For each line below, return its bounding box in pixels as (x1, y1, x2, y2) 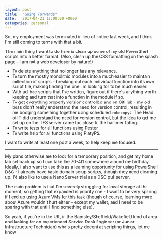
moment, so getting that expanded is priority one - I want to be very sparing (5, 189, 157, 195)
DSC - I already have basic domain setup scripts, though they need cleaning (5, 169, 158, 175)
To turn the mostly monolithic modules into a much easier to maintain (12, 73, 150, 79)
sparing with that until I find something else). (5, 205, 94, 210)
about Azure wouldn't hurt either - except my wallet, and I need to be (5, 199, 143, 205)
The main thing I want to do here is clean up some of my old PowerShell (5, 49, 149, 54)
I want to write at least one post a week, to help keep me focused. (5, 139, 137, 146)
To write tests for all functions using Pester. (12, 125, 99, 131)
